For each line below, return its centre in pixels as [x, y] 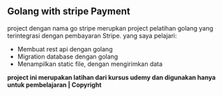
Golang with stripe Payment [69, 11]
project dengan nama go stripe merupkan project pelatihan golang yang [110, 28]
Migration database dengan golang [68, 56]
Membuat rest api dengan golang [65, 49]
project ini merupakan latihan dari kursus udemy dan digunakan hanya [111, 77]
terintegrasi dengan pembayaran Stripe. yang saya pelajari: [92, 35]
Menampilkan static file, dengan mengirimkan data [90, 64]
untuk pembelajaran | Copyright [55, 85]
